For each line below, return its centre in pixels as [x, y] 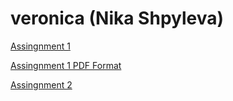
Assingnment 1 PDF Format [66, 65]
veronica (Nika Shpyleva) [117, 18]
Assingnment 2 [41, 84]
